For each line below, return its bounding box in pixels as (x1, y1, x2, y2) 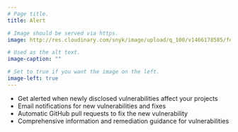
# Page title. (7, 10, 50, 18)
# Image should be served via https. (7, 30, 119, 37)
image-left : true (7, 75, 59, 82)
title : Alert (7, 17, 46, 24)
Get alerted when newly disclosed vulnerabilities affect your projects (17, 94, 218, 102)
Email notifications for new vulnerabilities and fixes (17, 102, 166, 110)
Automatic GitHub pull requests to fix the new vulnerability (17, 109, 188, 117)
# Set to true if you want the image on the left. (7, 68, 160, 76)
